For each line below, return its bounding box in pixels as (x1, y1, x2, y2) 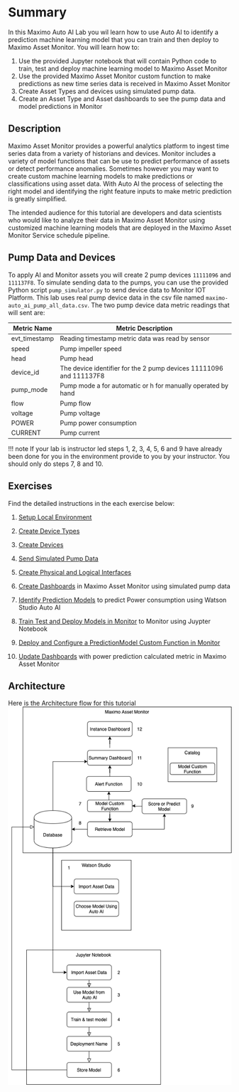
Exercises (8, 480, 52, 492)
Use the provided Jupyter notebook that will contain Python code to (18, 56, 217, 65)
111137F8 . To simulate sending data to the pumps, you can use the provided (8, 278, 229, 287)
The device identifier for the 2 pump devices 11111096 (60, 364, 223, 373)
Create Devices (18, 540, 64, 548)
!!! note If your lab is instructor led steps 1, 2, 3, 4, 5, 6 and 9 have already (8, 444, 223, 452)
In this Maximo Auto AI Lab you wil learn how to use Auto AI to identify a (8, 28, 219, 36)
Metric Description (116, 324, 173, 333)
